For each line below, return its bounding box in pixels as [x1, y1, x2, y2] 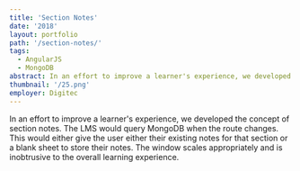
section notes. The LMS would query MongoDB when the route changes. [9, 122, 279, 133]
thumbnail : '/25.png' [9, 80, 91, 89]
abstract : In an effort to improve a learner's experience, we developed [9, 72, 292, 81]
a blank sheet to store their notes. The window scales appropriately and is [9, 141, 283, 153]
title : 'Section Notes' [9, 13, 99, 22]
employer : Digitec [9, 88, 78, 97]
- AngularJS [17, 55, 63, 64]
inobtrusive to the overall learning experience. [9, 151, 180, 162]
